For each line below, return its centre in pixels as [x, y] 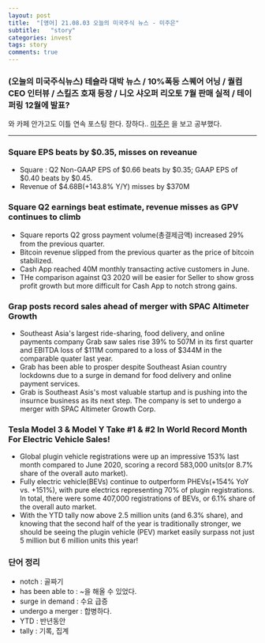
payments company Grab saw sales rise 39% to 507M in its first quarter [136, 342]
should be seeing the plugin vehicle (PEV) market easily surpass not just [137, 532]
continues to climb [45, 217]
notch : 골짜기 [41, 581]
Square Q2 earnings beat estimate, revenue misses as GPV [123, 206]
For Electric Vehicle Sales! [59, 440]
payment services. [50, 384]
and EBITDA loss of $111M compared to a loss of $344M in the [121, 350]
